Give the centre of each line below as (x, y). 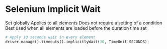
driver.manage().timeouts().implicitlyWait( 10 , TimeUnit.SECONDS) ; (77, 42)
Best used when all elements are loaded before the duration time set (76, 28)
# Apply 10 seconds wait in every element (50, 37)
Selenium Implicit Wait (53, 9)
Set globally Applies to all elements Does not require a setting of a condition (84, 23)
